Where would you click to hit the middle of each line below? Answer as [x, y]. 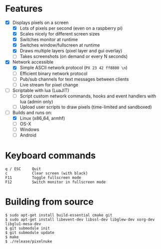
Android [28, 135]
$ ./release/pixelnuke [29, 241]
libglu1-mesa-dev [23, 224]
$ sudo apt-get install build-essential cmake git [59, 215]
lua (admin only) [36, 101]
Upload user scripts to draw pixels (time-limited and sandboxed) [86, 107]
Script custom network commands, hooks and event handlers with [88, 96]
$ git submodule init [28, 228]
